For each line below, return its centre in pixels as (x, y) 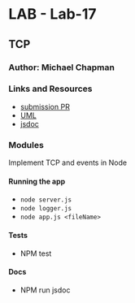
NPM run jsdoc (45, 290)
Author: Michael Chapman (62, 67)
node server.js (46, 200)
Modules (26, 145)
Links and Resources (50, 89)
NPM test (36, 253)
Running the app (37, 181)
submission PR (45, 106)
